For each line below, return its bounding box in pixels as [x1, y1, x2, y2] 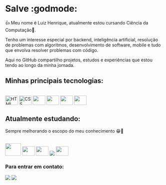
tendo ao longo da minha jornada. [5, 62, 75, 68]
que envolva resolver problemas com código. [5, 47, 98, 53]
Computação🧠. [5, 27, 36, 33]
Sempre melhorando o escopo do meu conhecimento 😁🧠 [5, 128, 124, 134]
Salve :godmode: [5, 3, 77, 14]
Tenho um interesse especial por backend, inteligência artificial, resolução [5, 36, 158, 42]
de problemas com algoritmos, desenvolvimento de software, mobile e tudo [5, 42, 161, 48]
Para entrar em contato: [5, 163, 64, 170]
